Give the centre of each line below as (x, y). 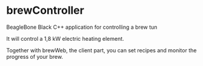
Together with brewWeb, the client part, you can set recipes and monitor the (101, 50)
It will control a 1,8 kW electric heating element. (65, 38)
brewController (45, 10)
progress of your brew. (35, 56)
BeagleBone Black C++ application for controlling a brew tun (82, 27)
